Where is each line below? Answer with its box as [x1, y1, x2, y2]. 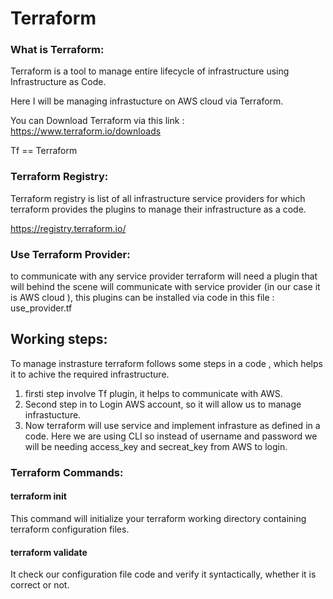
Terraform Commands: [10, 465, 124, 479]
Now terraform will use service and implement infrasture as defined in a [24, 419, 321, 431]
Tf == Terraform [10, 145, 78, 157]
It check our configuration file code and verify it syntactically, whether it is [10, 568, 317, 581]
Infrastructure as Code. [10, 76, 107, 88]
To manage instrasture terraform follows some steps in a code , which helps [10, 357, 323, 369]
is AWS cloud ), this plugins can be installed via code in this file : [10, 292, 275, 304]
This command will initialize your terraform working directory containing [10, 513, 307, 525]
